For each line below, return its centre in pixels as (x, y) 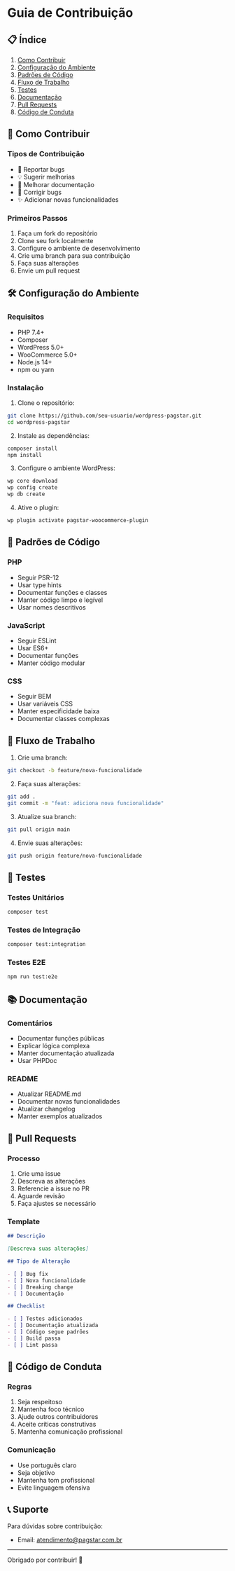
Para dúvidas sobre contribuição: (55, 1526)
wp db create (26, 494)
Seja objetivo (36, 1472)
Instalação (26, 387)
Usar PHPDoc (37, 1061)
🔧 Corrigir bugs (39, 192)
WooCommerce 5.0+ (47, 355)
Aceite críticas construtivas (57, 1425)
